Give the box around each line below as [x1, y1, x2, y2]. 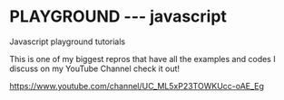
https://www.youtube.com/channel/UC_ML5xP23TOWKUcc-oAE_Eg [9, 80, 265, 91]
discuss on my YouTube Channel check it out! [9, 63, 180, 74]
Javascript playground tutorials [9, 36, 126, 47]
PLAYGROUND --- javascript [9, 6, 227, 27]
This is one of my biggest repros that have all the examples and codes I [9, 53, 276, 64]
